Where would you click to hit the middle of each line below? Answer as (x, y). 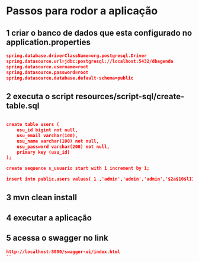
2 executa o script (40, 96)
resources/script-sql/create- (130, 96)
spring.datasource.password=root (47, 72)
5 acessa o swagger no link (57, 238)
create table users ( (33, 125)
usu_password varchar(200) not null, (63, 147)
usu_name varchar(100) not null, (58, 141)
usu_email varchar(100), (47, 135)
